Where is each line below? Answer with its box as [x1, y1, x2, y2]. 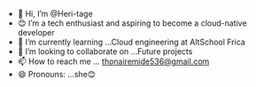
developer [17, 28, 55, 37]
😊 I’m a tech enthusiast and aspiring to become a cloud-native [17, 18, 247, 28]
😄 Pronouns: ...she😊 [17, 69, 96, 79]
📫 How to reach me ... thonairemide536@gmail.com [17, 56, 210, 67]
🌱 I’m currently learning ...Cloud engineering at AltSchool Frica [17, 36, 245, 47]
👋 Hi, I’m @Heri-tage [17, 9, 93, 19]
